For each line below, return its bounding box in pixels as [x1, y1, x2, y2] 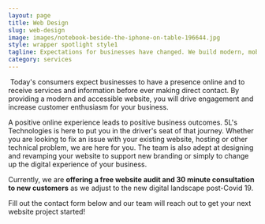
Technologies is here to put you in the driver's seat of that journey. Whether [8, 125, 254, 135]
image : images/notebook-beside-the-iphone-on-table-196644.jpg [8, 33, 221, 42]
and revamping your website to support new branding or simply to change [8, 151, 249, 160]
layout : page [8, 11, 51, 20]
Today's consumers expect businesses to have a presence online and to [9, 77, 245, 87]
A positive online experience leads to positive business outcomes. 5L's [8, 118, 238, 127]
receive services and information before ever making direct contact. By [8, 85, 240, 95]
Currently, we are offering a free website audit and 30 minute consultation [8, 174, 255, 184]
